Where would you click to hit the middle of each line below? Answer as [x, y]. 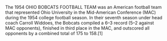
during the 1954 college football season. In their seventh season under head [84, 18]
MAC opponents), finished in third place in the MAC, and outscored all [77, 28]
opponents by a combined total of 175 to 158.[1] [54, 33]
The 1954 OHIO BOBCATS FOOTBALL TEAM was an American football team [83, 7]
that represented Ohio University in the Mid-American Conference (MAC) [81, 12]
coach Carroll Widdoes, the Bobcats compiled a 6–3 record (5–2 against [80, 23]
